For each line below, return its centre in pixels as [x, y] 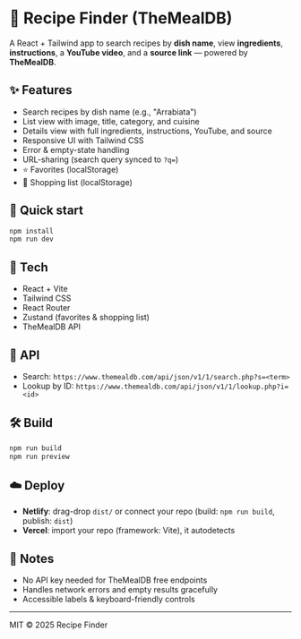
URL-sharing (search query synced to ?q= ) [100, 159]
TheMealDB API [52, 327]
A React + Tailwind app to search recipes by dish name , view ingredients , [146, 43]
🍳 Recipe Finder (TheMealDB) [121, 18]
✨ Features [41, 90]
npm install [31, 231]
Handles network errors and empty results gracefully [120, 590]
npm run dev [31, 239]
